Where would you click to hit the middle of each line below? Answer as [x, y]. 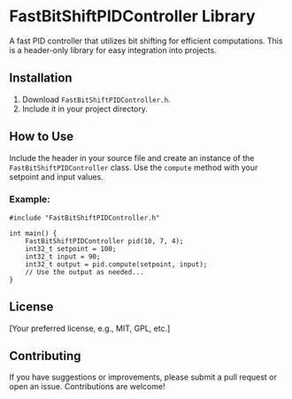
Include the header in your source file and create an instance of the [132, 157]
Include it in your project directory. [85, 109]
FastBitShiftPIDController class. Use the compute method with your [134, 167]
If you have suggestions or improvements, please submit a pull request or [143, 377]
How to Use [42, 137]
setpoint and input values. [56, 176]
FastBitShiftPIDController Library [132, 16]
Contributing [45, 356]
